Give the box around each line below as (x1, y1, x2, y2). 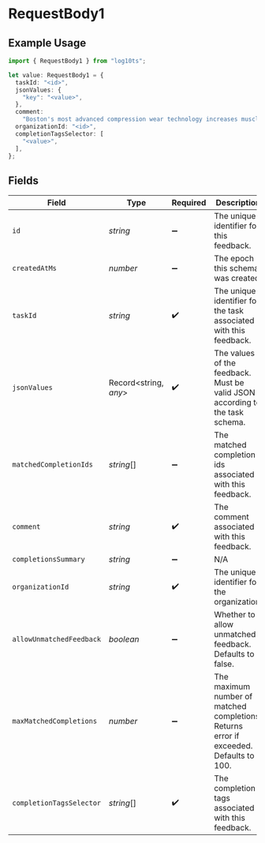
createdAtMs (12, 264, 58, 273)
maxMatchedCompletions (12, 717, 97, 726)
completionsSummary (12, 555, 85, 564)
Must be (214, 377, 244, 388)
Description (215, 197, 261, 208)
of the (214, 358, 237, 369)
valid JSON (214, 388, 256, 399)
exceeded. (214, 740, 253, 751)
